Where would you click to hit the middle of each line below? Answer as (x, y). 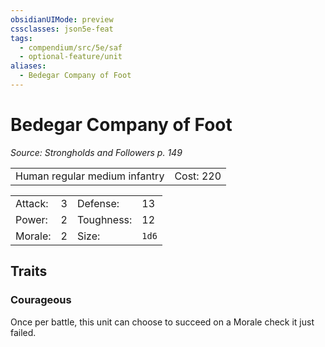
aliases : (28, 66)
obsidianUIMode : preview (62, 19)
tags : (21, 38)
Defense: (98, 203)
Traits (29, 271)
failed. (23, 332)
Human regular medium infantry (90, 176)
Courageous (41, 300)
